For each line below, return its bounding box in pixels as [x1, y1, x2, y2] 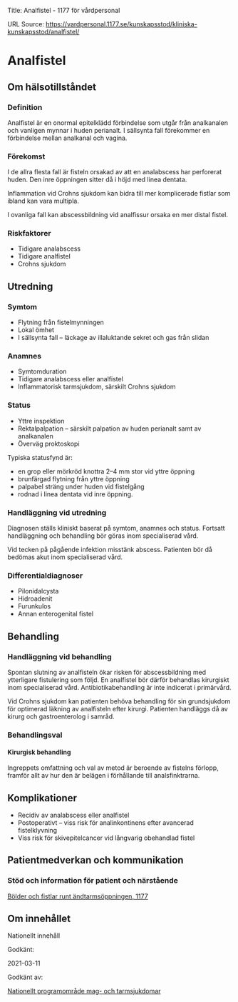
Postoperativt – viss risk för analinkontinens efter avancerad [17, 818, 195, 827]
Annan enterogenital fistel [17, 610, 94, 618]
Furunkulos [17, 602, 51, 611]
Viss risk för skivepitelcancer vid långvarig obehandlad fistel [17, 833, 195, 842]
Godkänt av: [7, 973, 43, 981]
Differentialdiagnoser [7, 571, 83, 581]
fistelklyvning [17, 826, 58, 834]
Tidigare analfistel [17, 252, 71, 261]
